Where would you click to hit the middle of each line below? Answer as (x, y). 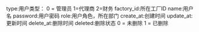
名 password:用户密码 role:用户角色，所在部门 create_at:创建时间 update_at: (99, 16)
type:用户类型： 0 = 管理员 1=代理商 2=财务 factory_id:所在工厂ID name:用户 (100, 8)
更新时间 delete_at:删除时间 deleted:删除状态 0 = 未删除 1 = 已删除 (87, 23)
